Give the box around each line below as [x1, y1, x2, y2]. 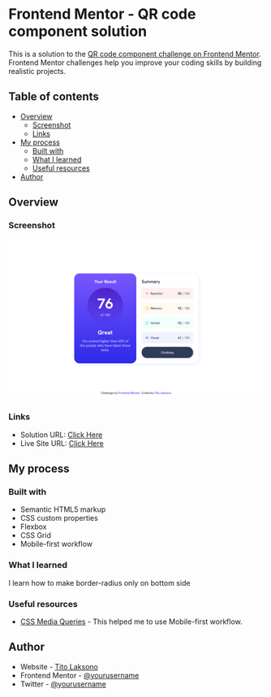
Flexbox [19, 522, 47, 532]
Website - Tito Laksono [19, 661, 99, 671]
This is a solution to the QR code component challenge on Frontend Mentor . [8, 49, 261, 58]
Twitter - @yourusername [19, 679, 107, 689]
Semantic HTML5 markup [19, 504, 106, 514]
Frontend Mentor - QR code [8, 5, 196, 24]
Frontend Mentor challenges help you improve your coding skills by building [8, 58, 262, 67]
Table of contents [8, 90, 99, 104]
